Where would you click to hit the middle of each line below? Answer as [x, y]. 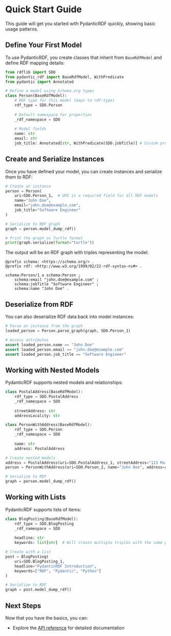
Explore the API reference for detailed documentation [68, 628]
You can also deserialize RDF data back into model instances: [70, 317]
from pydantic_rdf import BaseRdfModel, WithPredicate [65, 77]
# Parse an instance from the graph [44, 326]
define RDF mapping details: [35, 63]
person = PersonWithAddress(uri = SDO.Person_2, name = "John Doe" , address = [85, 467]
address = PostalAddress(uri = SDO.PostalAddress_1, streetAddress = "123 [82, 463]
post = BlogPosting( [27, 557]
